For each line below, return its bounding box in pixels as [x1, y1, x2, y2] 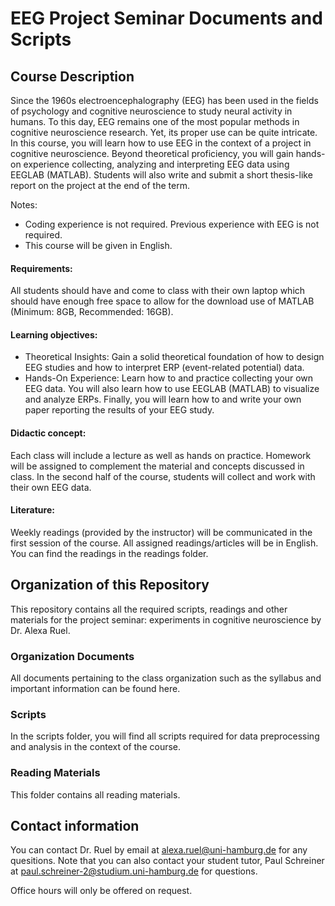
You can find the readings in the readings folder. [10, 547, 209, 559]
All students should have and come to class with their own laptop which [10, 285, 306, 297]
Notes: [10, 199, 38, 211]
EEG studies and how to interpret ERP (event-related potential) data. [24, 362, 305, 374]
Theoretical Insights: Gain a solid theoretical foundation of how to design [24, 351, 325, 363]
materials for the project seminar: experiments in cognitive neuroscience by [10, 613, 322, 626]
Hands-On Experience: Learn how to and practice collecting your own [24, 372, 314, 384]
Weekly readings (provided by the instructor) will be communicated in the [10, 526, 313, 538]
